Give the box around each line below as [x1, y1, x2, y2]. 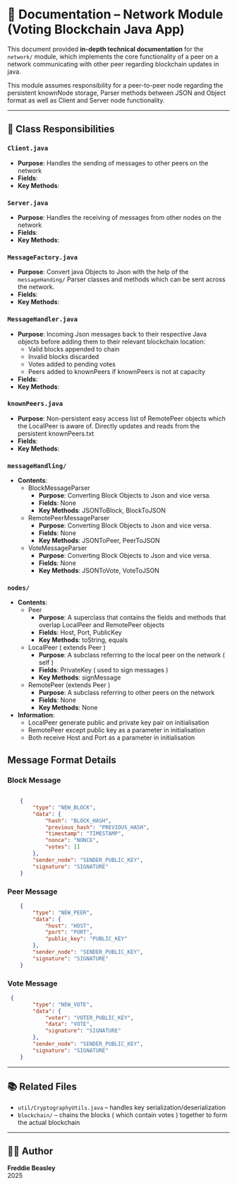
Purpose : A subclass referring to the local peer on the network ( [38, 650, 226, 660]
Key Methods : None [38, 704, 98, 712]
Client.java [7, 144, 49, 153]
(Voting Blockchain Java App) [7, 21, 185, 37]
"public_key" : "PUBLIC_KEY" [44, 935, 128, 942]
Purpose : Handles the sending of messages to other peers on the [17, 158, 209, 167]
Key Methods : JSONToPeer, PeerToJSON [38, 537, 160, 545]
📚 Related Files [7, 1081, 78, 1093]
